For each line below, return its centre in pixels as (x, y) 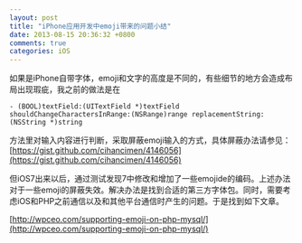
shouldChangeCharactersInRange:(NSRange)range (99, 115)
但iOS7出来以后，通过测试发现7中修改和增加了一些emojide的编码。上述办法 (150, 179)
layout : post (34, 18)
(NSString (28, 123)
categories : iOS (40, 51)
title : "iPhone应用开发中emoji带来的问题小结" (90, 26)
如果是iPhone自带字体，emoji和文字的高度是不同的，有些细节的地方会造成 (147, 79)
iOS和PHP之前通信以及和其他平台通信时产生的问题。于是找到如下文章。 (151, 201)
